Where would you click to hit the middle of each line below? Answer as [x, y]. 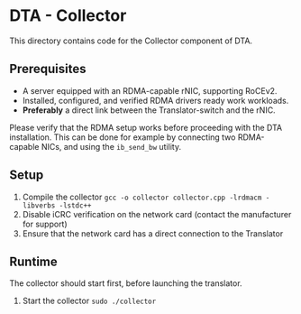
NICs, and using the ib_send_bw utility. [111, 146]
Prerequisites [48, 69]
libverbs [39, 205]
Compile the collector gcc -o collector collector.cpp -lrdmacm [142, 197]
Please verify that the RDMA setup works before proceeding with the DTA [146, 127]
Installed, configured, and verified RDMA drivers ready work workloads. [155, 100]
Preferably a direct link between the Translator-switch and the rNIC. [149, 110]
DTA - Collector [68, 16]
